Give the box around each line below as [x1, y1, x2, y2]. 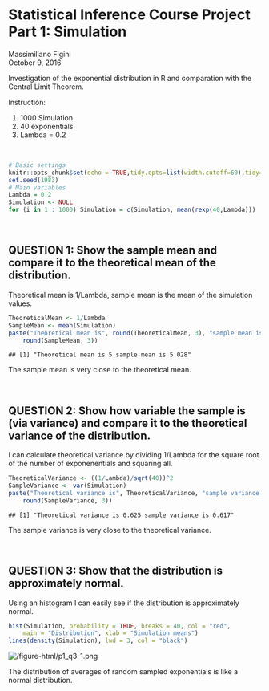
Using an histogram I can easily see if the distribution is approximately [8, 598, 240, 608]
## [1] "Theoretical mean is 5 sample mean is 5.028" [8, 351, 192, 359]
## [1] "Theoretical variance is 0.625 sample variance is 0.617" [8, 511, 235, 519]
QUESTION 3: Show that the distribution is [8, 564, 223, 578]
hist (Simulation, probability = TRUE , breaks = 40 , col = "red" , [8, 622, 231, 630]
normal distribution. [8, 676, 73, 685]
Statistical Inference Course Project [8, 6, 251, 24]
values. [8, 299, 32, 308]
